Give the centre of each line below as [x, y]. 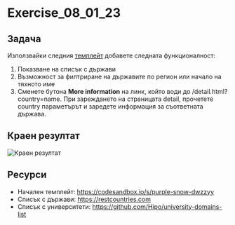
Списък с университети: [54, 206]
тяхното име [36, 84]
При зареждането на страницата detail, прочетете [138, 99]
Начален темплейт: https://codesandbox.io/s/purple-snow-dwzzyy [116, 191]
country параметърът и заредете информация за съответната [110, 106]
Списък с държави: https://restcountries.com [84, 199]
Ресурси [27, 175]
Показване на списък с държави [66, 69]
